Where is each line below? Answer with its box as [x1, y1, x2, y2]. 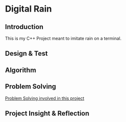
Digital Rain [5, 3, 52, 15]
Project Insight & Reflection [5, 109, 90, 117]
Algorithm [5, 66, 36, 74]
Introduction [5, 23, 44, 31]
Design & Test [5, 49, 48, 58]
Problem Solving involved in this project [5, 95, 85, 101]
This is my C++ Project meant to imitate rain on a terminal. [5, 35, 122, 41]
